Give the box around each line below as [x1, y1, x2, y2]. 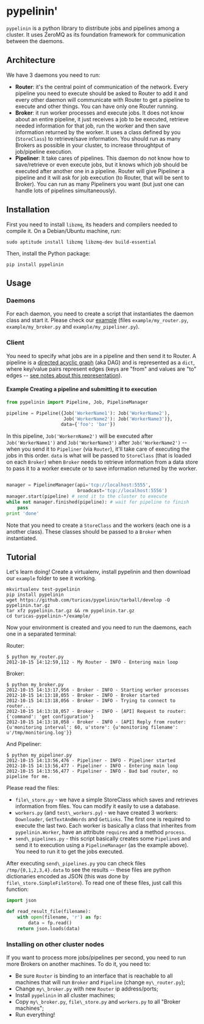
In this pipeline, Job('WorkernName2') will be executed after [6, 432, 153, 440]
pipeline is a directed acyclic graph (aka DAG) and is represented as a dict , [6, 359, 195, 366]
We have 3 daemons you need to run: [6, 71, 100, 79]
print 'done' [6, 510, 40, 517]
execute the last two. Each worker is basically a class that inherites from [15, 822, 197, 829]
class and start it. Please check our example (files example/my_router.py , [6, 317, 189, 324]
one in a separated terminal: [6, 630, 77, 638]
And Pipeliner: [6, 740, 42, 748]
